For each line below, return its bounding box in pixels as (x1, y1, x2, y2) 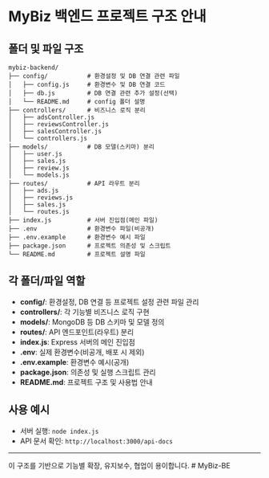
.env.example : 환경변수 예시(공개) (19, 357, 130, 366)
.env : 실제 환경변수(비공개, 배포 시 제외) (19, 347, 145, 357)
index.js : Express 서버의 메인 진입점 (19, 337, 136, 346)
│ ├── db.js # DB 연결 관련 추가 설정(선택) (8, 89, 179, 97)
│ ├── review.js (8, 164, 70, 172)
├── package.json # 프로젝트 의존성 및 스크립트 (8, 242, 171, 250)
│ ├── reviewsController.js (8, 121, 110, 129)
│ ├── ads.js (8, 186, 59, 194)
